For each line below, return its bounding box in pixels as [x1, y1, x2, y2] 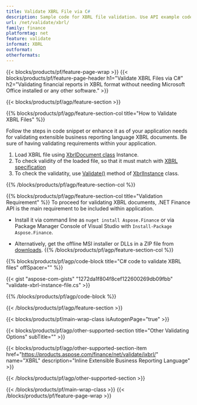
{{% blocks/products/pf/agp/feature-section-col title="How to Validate [6, 110, 177, 117]
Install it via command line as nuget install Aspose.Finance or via [14, 216, 175, 223]
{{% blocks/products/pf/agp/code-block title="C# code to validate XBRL [6, 257, 182, 264]
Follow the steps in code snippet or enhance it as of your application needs [6, 127, 188, 134]
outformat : [6, 47, 33, 53]
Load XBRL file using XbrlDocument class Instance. [14, 151, 139, 158]
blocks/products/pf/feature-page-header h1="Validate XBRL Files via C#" [6, 74, 184, 81]
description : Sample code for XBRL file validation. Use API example [6, 14, 180, 20]
